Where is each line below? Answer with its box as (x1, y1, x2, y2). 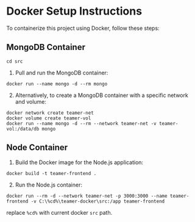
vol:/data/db (6, 126, 40, 132)
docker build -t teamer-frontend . (6, 170, 97, 176)
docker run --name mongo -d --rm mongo (6, 81, 108, 87)
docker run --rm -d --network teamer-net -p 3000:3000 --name (6, 193, 168, 199)
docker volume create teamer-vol (6, 115, 91, 121)
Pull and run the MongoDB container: (15, 69, 108, 76)
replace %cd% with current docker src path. (6, 209, 113, 216)
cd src (6, 58, 23, 65)
